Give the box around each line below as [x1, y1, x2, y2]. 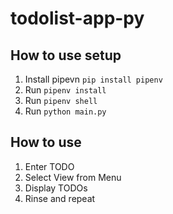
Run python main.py [24, 105, 107, 117]
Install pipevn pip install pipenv [24, 73, 163, 85]
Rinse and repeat [24, 192, 96, 204]
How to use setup [10, 47, 122, 64]
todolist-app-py [10, 7, 145, 30]
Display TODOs [24, 182, 88, 194]
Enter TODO [24, 160, 75, 172]
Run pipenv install [24, 84, 107, 96]
